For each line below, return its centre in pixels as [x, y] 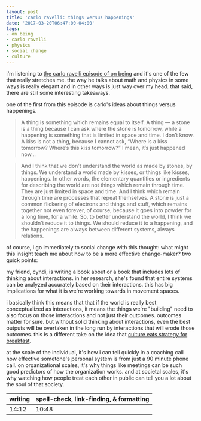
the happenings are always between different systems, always [98, 229]
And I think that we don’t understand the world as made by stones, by [106, 166]
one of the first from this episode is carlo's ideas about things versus [91, 104]
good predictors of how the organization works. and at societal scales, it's [98, 371]
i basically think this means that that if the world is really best [81, 302]
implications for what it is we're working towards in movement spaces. [93, 291]
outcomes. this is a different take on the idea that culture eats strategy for [97, 334]
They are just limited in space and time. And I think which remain [100, 191]
